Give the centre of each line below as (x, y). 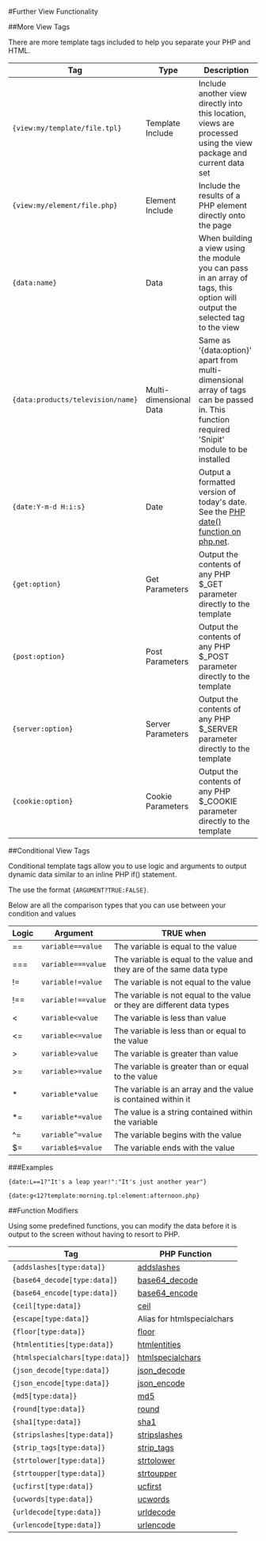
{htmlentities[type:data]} (63, 1345)
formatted (217, 482)
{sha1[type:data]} (47, 1422)
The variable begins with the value (178, 1135)
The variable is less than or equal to (180, 1031)
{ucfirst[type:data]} (53, 1486)
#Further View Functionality (53, 11)
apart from (218, 360)
